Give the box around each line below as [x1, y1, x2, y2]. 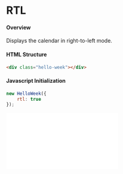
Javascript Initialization [6, 77, 66, 85]
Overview [6, 23, 31, 31]
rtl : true [17, 96, 42, 102]
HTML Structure [6, 50, 47, 58]
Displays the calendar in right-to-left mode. [6, 37, 112, 44]
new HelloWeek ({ [6, 91, 47, 97]
